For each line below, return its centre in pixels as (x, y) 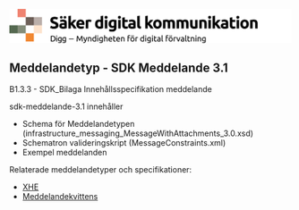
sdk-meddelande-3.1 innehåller (66, 106)
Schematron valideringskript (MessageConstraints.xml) (124, 143)
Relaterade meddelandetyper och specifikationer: (101, 170)
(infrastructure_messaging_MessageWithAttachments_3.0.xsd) (137, 133)
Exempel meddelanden (64, 153)
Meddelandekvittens (60, 197)
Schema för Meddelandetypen (78, 124)
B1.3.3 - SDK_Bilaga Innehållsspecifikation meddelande (111, 89)
